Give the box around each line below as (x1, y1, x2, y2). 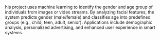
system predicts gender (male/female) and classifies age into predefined (5, 14, 151, 20)
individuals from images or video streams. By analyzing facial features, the (5, 9, 155, 15)
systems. (5, 30, 23, 35)
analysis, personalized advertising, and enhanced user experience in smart (5, 25, 156, 30)
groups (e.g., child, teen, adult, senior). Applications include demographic (5, 19, 153, 25)
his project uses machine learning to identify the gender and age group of (5, 4, 153, 10)
